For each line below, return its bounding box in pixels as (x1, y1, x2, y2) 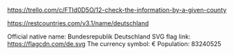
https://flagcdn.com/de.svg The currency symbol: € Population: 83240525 (7, 40, 221, 47)
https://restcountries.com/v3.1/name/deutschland (7, 19, 149, 27)
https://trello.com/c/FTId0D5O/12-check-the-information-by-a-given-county (7, 6, 227, 14)
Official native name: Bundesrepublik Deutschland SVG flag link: (7, 32, 191, 41)
